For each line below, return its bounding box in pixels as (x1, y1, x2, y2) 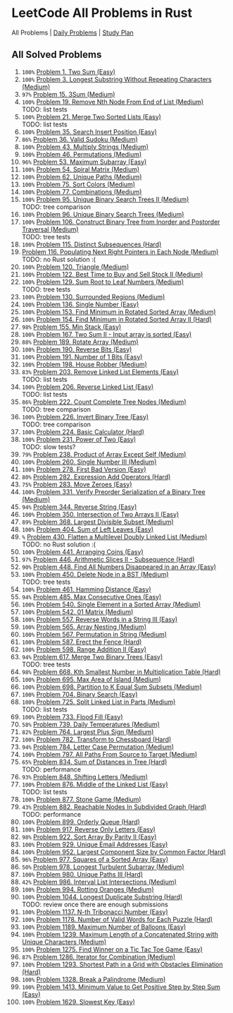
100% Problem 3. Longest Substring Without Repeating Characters (21, 75, 212, 83)
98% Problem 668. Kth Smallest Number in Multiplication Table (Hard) (21, 667, 221, 676)
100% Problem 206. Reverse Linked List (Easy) (21, 383, 154, 391)
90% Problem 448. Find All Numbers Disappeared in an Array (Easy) (21, 563, 217, 571)
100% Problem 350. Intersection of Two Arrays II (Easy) (21, 510, 180, 518)
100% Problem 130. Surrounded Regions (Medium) (21, 292, 165, 301)
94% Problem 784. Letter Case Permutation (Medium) (21, 743, 175, 751)
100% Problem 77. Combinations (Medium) (21, 187, 142, 196)
